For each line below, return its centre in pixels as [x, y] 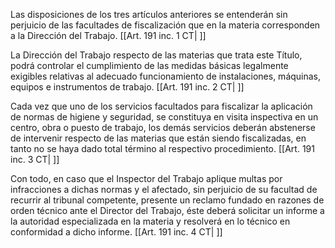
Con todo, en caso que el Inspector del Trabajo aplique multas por [146, 178]
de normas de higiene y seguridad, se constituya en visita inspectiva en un [164, 117]
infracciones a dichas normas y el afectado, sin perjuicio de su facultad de [164, 189]
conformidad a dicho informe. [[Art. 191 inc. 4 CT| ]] [116, 232]
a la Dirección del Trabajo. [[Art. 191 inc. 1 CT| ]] [108, 35]
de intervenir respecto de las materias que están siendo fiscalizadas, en [158, 138]
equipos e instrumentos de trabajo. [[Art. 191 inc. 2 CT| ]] [127, 87]
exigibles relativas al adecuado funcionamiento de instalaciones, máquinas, [166, 76]
